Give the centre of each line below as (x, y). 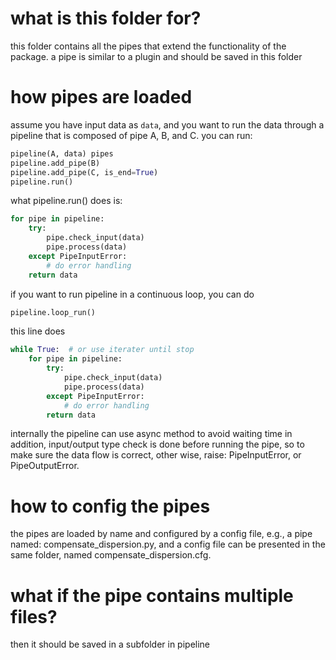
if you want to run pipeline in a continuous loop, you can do (132, 294)
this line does (38, 331)
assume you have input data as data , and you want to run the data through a (167, 124)
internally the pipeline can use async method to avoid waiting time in (151, 434)
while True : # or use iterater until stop (102, 350)
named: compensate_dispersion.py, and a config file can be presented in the (168, 544)
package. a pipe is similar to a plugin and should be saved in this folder (156, 56)
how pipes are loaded (101, 97)
